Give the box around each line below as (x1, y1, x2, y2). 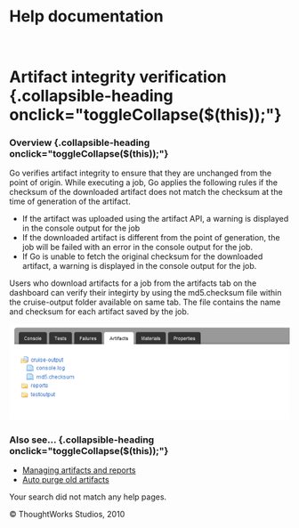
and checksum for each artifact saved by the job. (9, 306, 190, 317)
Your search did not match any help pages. (9, 491, 167, 502)
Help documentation (9, 6, 164, 27)
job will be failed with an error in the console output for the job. (21, 242, 254, 253)
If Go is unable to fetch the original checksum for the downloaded (21, 251, 263, 262)
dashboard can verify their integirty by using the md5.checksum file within (9, 288, 282, 298)
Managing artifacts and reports (21, 465, 136, 475)
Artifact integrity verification (9, 67, 227, 87)
